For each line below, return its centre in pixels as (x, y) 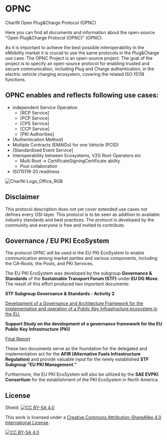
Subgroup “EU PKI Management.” (41, 365)
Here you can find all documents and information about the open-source (80, 32)
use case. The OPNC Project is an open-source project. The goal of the (79, 58)
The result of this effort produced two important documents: (67, 284)
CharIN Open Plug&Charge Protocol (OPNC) (51, 23)
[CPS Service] (34, 123)
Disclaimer (22, 197)
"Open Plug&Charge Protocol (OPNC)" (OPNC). (54, 38)
